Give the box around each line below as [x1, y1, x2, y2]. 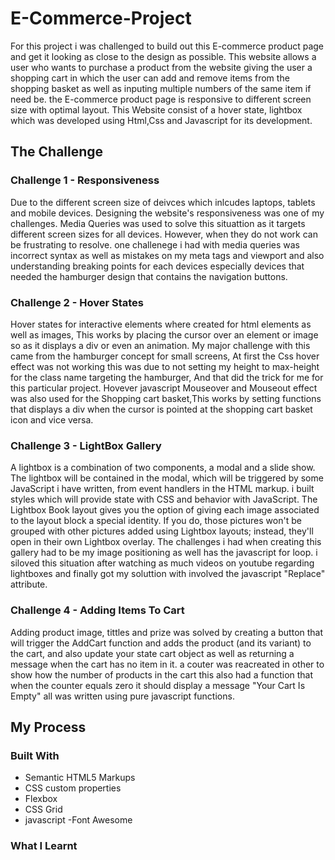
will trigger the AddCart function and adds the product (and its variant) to [10, 637, 312, 649]
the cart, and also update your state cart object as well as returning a [10, 647, 295, 659]
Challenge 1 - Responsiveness [10, 173, 160, 187]
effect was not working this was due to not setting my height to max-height [10, 360, 320, 372]
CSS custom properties [24, 782, 122, 794]
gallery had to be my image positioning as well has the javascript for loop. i [10, 547, 318, 559]
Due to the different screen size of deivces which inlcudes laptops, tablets [10, 196, 316, 208]
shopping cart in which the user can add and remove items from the [10, 72, 290, 84]
